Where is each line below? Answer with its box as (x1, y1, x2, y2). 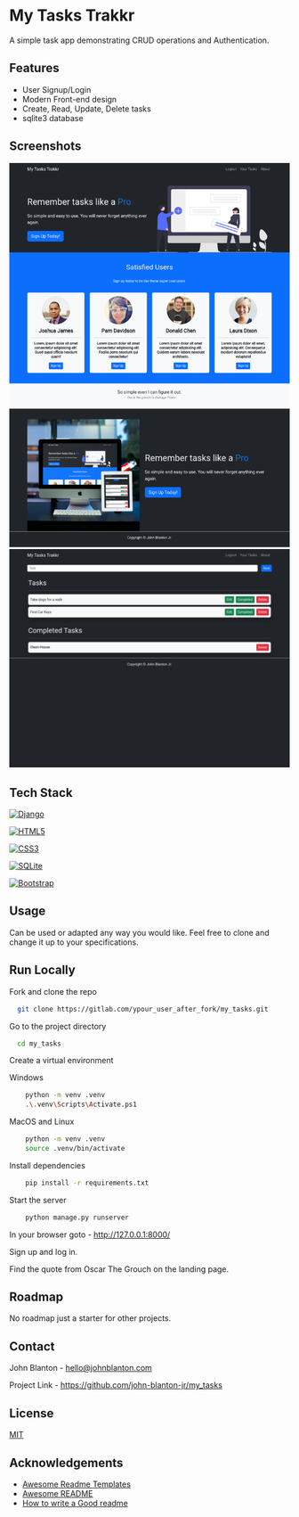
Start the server (9, 1194, 67, 1205)
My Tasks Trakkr (9, 5, 135, 26)
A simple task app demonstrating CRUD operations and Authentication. (9, 35, 270, 45)
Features (9, 61, 60, 76)
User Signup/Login (21, 84, 92, 94)
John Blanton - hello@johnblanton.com (9, 1363, 153, 1373)
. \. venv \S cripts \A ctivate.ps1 (25, 1100, 138, 1110)
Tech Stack (9, 785, 73, 800)
